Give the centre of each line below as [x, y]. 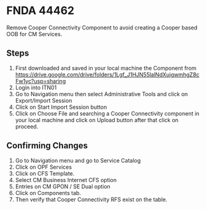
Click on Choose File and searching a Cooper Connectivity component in [107, 113]
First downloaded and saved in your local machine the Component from [106, 68]
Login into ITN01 [36, 87]
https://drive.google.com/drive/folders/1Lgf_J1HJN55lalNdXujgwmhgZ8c [107, 75]
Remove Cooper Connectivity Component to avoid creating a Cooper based [102, 28]
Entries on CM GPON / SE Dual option [63, 186]
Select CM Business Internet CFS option [66, 180]
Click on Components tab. [48, 193]
